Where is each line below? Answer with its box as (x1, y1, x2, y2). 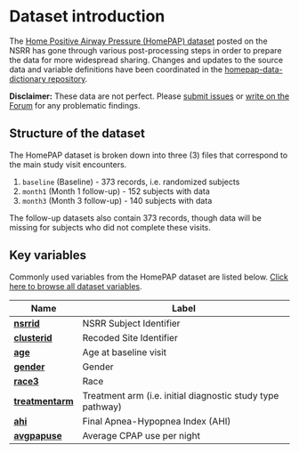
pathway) (82, 400, 123, 413)
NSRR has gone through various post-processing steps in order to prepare (9, 44, 282, 55)
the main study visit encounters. (9, 158, 127, 170)
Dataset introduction (9, 6, 166, 27)
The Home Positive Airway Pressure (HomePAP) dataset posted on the (9, 36, 269, 46)
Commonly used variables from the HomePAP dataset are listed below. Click (9, 271, 289, 282)
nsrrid (13, 317, 40, 329)
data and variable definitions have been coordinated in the (9, 64, 223, 75)
